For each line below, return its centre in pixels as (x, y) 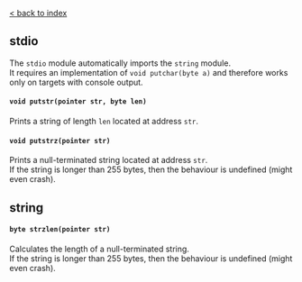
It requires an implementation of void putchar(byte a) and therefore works (149, 72)
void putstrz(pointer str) (60, 141)
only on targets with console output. (76, 82)
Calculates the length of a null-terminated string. (99, 249)
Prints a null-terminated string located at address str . (109, 160)
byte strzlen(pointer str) (60, 230)
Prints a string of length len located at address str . (104, 122)
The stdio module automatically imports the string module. (120, 63)
